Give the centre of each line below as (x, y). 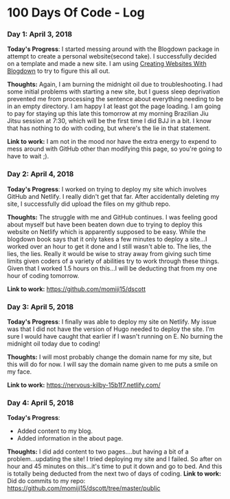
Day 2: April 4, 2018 (41, 174)
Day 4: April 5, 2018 (41, 403)
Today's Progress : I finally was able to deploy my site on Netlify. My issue (112, 322)
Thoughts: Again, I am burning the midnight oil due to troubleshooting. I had (115, 85)
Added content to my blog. (55, 431)
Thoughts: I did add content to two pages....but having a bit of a (98, 452)
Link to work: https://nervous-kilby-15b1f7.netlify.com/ (84, 385)
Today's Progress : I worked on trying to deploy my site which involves (107, 189)
